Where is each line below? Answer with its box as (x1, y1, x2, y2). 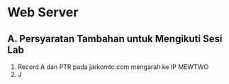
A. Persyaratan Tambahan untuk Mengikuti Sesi (7, 33, 223, 45)
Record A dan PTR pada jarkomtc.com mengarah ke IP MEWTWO (17, 63, 209, 71)
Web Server (7, 4, 79, 21)
